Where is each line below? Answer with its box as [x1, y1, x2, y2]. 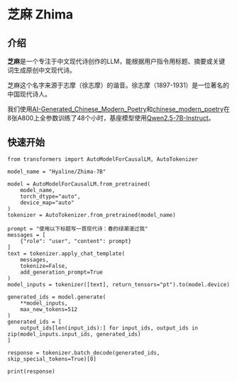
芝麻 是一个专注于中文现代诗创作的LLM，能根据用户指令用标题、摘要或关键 [7, 57, 226, 65]
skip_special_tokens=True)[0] [7, 355, 97, 362]
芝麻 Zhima [7, 6, 74, 23]
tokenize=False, [20, 262, 69, 269]
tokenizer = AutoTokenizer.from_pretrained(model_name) [7, 211, 176, 218]
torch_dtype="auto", [20, 193, 81, 200]
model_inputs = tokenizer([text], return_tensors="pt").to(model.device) [7, 281, 231, 288]
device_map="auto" [20, 199, 75, 206]
